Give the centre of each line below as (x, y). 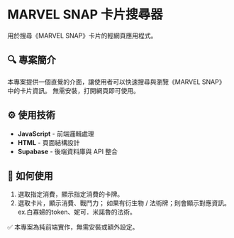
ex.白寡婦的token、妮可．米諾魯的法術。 (77, 212)
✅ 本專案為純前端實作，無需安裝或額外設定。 (73, 227)
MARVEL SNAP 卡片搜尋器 (85, 15)
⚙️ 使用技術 (31, 115)
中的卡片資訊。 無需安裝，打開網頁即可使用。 (73, 90)
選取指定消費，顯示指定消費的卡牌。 (71, 194)
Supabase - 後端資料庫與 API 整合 (68, 151)
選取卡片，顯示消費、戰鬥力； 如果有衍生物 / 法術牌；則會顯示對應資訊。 (124, 203)
